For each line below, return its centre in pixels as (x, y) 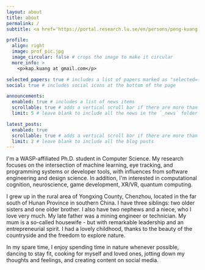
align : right (28, 46)
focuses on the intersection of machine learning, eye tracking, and (90, 165)
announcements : (26, 96)
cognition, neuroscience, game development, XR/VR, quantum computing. (100, 184)
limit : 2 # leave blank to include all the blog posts (83, 141)
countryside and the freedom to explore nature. (66, 235)
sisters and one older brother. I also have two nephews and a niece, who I (99, 210)
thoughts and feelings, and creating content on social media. (82, 260)
